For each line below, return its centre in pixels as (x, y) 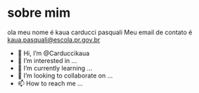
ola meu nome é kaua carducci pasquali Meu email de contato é (100, 32)
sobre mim (39, 13)
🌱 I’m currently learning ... (55, 68)
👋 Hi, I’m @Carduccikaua (53, 53)
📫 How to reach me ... (50, 83)
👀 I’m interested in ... (47, 60)
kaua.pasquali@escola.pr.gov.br (54, 39)
